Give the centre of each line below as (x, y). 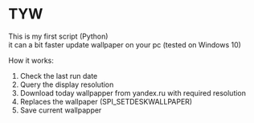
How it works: (31, 60)
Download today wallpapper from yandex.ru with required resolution (133, 92)
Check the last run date (59, 76)
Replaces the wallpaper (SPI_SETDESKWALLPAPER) (106, 101)
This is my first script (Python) (58, 36)
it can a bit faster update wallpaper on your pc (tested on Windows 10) (125, 44)
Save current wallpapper (61, 110)
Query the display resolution (67, 84)
